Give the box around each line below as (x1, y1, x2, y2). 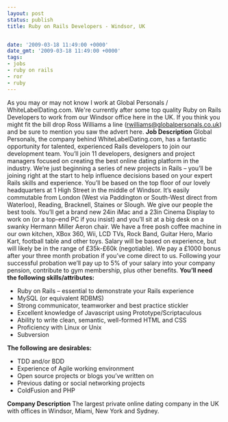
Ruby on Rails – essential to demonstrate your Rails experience (16, 286, 194, 295)
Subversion (16, 330, 49, 338)
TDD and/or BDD (16, 357, 65, 365)
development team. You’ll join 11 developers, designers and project (7, 149, 195, 158)
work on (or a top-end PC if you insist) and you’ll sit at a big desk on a (7, 215, 204, 223)
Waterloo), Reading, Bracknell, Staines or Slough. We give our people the (7, 200, 214, 209)
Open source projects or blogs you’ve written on (16, 371, 154, 379)
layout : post (7, 10, 45, 17)
